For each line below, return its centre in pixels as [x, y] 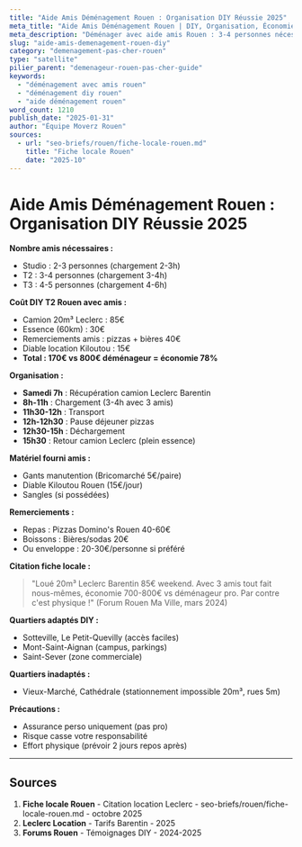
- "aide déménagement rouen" [72, 101]
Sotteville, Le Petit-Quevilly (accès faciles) [101, 638]
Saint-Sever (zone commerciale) [82, 657]
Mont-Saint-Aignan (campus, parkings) [95, 647]
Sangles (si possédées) [66, 495]
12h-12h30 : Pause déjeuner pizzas [88, 422]
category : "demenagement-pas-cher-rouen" [88, 51]
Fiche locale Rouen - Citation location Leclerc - [111, 804]
